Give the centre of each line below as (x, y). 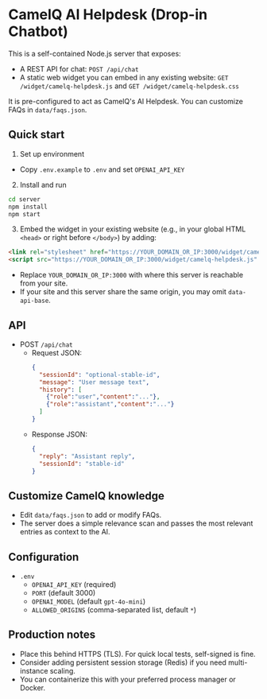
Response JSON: (59, 434)
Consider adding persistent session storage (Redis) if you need (123, 662)
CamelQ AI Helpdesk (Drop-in (108, 15)
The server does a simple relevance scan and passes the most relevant (136, 523)
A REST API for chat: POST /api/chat (79, 68)
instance (34, 670)
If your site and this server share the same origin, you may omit (123, 292)
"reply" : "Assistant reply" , (87, 456)
